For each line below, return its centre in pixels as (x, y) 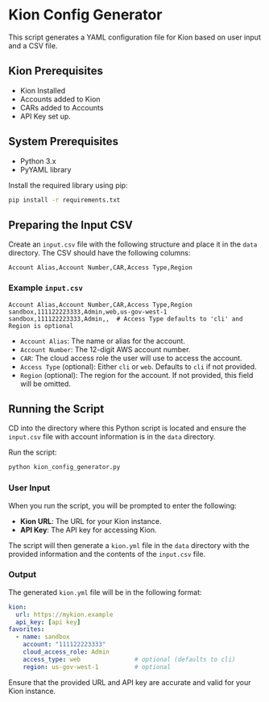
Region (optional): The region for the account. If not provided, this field (137, 375)
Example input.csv (46, 288)
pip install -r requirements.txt (64, 200)
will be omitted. (45, 384)
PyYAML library (46, 169)
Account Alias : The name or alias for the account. (102, 341)
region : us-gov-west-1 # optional (97, 667)
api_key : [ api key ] (48, 622)
